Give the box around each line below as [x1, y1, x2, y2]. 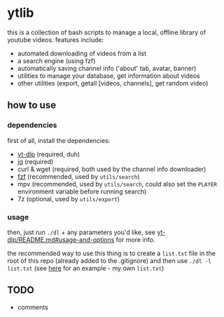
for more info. [115, 235, 155, 243]
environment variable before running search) [17, 187, 147, 196]
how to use [7, 100, 57, 112]
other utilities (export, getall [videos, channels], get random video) [17, 79, 209, 87]
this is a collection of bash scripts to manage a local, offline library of [7, 28, 206, 36]
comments [17, 303, 48, 311]
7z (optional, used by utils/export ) [17, 194, 120, 203]
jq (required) [17, 157, 54, 166]
